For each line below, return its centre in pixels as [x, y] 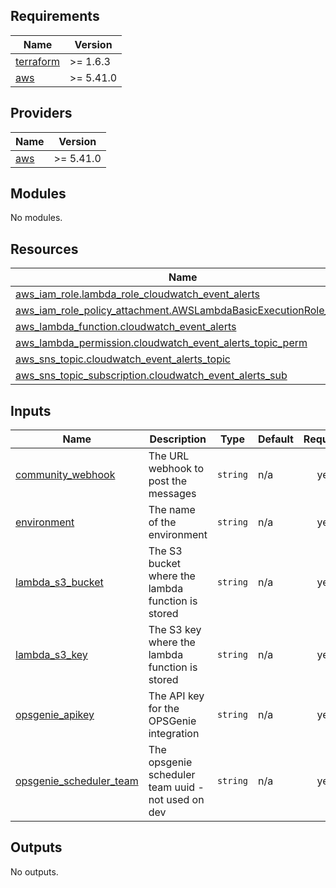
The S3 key [175, 630]
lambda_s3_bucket [59, 582]
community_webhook [65, 475]
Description [178, 439]
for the [164, 709]
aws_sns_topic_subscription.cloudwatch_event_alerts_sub [151, 376]
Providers [41, 113]
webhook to [176, 469]
